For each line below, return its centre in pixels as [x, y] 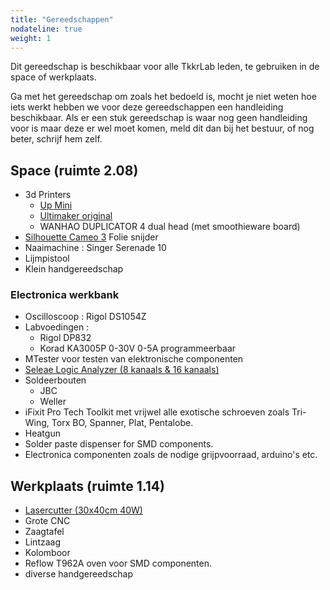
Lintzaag [42, 542]
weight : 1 [31, 38]
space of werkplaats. [53, 77]
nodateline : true [46, 29]
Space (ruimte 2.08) [74, 170]
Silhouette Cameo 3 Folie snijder [91, 237]
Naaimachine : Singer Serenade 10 [95, 248]
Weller [53, 402]
